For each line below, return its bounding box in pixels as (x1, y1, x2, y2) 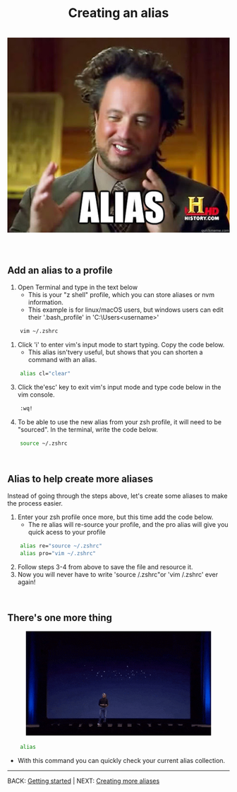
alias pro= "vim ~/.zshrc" (20, 550, 97, 557)
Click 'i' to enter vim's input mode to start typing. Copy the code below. (17, 340, 225, 349)
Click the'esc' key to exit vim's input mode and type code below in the (17, 383, 221, 391)
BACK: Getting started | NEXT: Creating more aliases (7, 776, 160, 785)
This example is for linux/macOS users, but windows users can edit (28, 305, 224, 314)
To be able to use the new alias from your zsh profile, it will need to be (17, 417, 222, 426)
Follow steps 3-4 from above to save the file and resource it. (17, 563, 193, 571)
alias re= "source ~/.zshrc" (20, 542, 102, 549)
